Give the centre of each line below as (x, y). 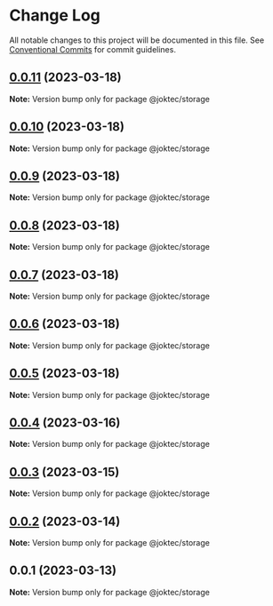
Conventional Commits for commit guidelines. (92, 49)
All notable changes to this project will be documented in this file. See (137, 40)
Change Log (55, 16)
